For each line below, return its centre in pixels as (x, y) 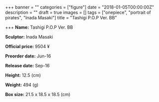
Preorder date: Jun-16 (28, 56)
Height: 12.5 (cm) (23, 75)
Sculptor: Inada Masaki (29, 37)
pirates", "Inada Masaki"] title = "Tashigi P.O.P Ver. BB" (61, 18)
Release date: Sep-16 (27, 66)
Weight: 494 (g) (22, 85)
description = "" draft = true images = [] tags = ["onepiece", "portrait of (78, 12)
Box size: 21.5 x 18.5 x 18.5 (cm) (38, 94)
